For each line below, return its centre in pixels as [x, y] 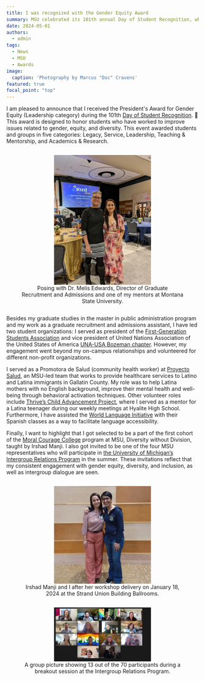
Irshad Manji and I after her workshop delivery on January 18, [103, 587]
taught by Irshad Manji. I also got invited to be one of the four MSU [90, 446]
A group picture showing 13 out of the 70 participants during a [103, 664]
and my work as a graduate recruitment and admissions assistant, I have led [102, 325]
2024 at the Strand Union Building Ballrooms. [103, 593]
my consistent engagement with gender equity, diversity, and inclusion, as [100, 466]
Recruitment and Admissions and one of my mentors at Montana [103, 295]
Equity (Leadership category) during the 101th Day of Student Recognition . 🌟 [102, 115]
